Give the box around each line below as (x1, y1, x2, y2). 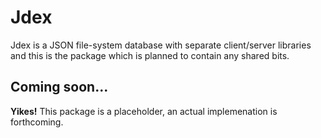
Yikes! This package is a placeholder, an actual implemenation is (10, 105, 278, 117)
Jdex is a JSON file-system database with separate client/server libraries (10, 39, 312, 51)
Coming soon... (10, 79, 109, 96)
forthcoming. (10, 116, 64, 128)
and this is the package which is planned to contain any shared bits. (10, 49, 290, 61)
